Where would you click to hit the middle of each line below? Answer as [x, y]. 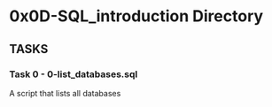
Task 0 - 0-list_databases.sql [74, 74]
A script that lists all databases [65, 93]
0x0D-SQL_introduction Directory [136, 16]
